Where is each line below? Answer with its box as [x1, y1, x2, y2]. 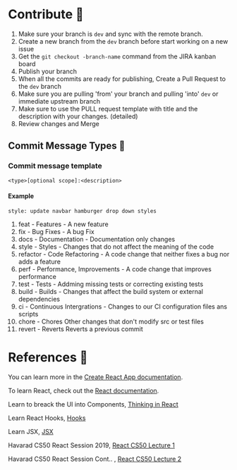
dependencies [18, 295, 61, 303]
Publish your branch [18, 67, 77, 75]
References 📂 [8, 350, 88, 366]
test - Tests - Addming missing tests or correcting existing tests [18, 280, 204, 288]
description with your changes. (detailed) [18, 112, 138, 120]
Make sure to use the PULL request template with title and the [18, 104, 198, 113]
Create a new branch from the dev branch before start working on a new [18, 37, 229, 45]
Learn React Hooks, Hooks [8, 414, 86, 422]
